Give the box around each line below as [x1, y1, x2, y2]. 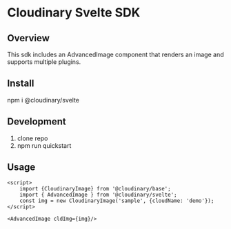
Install [7, 78, 34, 89]
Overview [7, 32, 50, 44]
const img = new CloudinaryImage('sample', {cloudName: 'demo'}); [19, 197, 214, 204]
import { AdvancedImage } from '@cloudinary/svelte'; [19, 191, 177, 199]
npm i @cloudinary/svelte [7, 96, 80, 104]
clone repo [17, 134, 48, 142]
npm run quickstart [17, 141, 72, 149]
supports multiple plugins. [7, 58, 81, 66]
